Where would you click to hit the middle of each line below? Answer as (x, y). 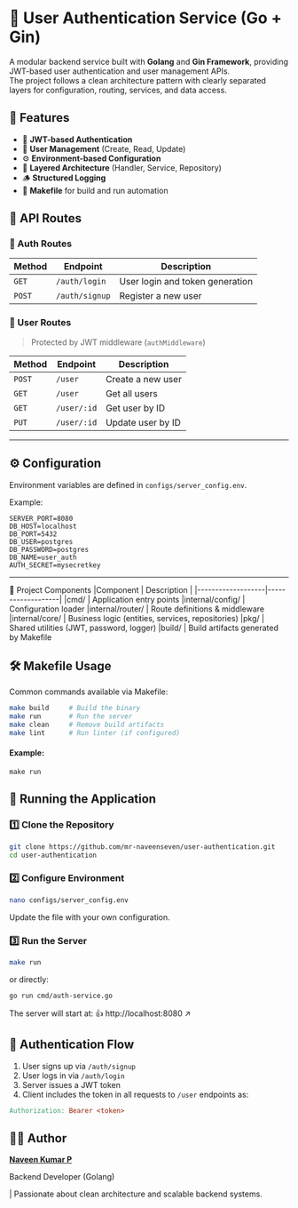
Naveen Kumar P (41, 1160)
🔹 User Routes (40, 323)
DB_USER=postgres (41, 541)
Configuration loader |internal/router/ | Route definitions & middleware (137, 609)
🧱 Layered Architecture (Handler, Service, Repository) (122, 167)
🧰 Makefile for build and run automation (95, 190)
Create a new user (143, 379)
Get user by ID (135, 408)
